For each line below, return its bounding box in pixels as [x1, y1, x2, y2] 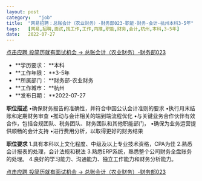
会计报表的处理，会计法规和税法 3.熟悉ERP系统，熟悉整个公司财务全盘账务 [6, 148, 192, 155]
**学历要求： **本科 [15, 62, 65, 69]
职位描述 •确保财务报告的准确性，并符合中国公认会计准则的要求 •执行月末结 [6, 105, 195, 112]
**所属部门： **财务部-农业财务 [15, 77, 94, 84]
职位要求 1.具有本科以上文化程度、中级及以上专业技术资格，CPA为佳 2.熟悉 [6, 140, 192, 148]
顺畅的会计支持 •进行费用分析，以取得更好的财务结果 [11, 128, 143, 135]
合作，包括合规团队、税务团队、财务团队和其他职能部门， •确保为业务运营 [6, 120, 191, 127]
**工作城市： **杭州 [15, 84, 65, 91]
